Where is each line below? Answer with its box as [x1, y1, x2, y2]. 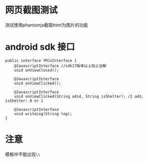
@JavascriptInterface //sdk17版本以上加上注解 [14, 63, 107, 68]
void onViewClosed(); [14, 68, 59, 73]
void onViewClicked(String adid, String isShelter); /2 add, [14, 94, 144, 99]
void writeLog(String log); [14, 111, 72, 116]
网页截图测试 [5, 4, 58, 16]
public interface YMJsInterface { [5, 58, 77, 63]
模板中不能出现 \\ [5, 151, 41, 157]
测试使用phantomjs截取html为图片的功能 [5, 22, 88, 28]
